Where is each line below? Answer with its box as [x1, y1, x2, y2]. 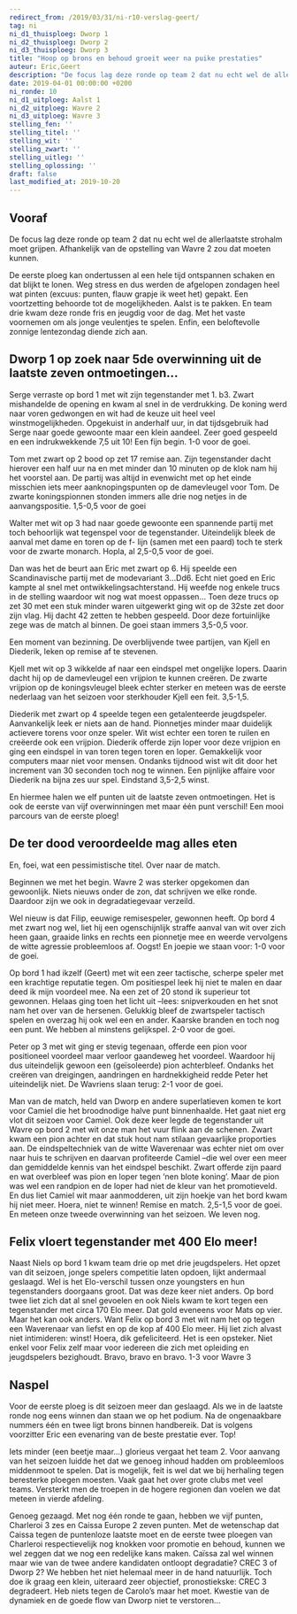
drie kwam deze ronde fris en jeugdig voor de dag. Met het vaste [9, 307, 246, 318]
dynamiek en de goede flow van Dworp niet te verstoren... [9, 1595, 221, 1606]
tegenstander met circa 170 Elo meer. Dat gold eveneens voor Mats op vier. [9, 1305, 283, 1316]
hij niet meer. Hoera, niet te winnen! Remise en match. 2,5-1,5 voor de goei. [9, 1199, 283, 1209]
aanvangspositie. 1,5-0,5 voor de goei [9, 500, 147, 511]
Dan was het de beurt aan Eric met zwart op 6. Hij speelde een [9, 563, 237, 574]
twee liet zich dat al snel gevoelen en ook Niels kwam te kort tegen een [9, 1295, 269, 1306]
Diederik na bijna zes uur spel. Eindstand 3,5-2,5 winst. [9, 774, 210, 784]
